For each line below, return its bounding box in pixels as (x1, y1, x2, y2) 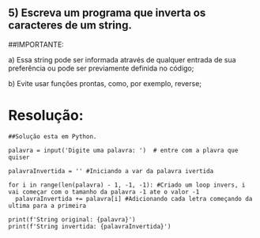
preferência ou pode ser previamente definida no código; (8, 63, 194, 73)
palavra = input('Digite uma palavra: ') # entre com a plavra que (8, 146, 239, 154)
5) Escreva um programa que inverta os (8, 6, 206, 20)
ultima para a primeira (8, 202, 87, 210)
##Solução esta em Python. (8, 132, 97, 141)
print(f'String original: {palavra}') (8, 215, 136, 224)
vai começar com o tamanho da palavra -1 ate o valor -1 (8, 187, 200, 196)
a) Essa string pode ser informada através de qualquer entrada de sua (8, 55, 236, 64)
